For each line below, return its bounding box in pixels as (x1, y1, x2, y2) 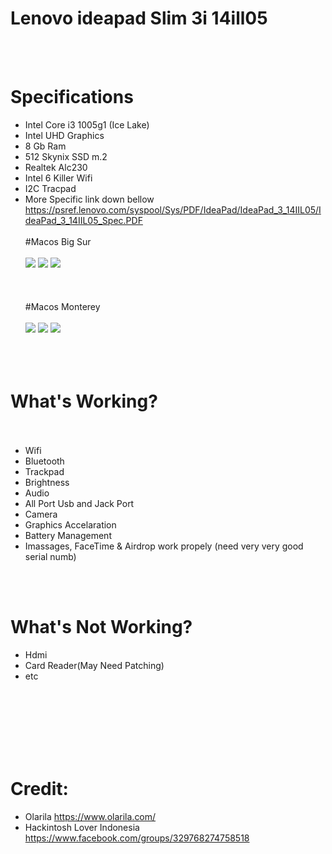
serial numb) (24, 550, 77, 562)
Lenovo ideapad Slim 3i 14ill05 (10, 7, 268, 30)
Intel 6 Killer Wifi (24, 172, 93, 184)
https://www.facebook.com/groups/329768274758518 (24, 832, 250, 844)
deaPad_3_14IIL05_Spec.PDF (24, 214, 143, 226)
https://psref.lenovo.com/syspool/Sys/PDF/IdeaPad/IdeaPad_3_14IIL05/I (24, 203, 322, 216)
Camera (24, 508, 58, 520)
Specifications (10, 86, 134, 109)
